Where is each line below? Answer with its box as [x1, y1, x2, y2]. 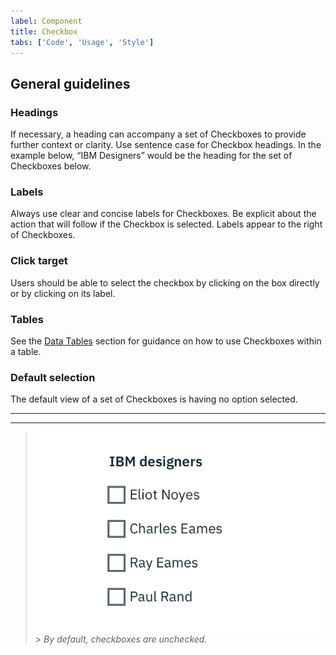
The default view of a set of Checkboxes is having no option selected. [10, 393, 298, 405]
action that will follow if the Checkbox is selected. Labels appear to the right [10, 218, 323, 230]
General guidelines [10, 75, 131, 92]
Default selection [10, 370, 96, 384]
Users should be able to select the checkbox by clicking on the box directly [10, 276, 320, 289]
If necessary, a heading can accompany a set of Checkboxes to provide [10, 128, 307, 140]
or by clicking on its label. [10, 287, 116, 299]
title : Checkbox [10, 26, 78, 37]
